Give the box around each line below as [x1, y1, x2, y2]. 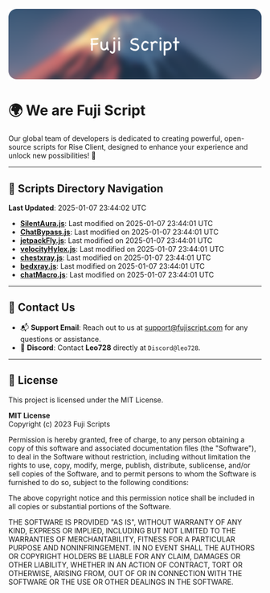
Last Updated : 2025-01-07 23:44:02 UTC [8, 203, 147, 213]
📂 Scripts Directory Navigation [8, 182, 164, 196]
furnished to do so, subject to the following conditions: [8, 477, 189, 487]
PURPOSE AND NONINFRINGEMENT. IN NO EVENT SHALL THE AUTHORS [8, 542, 256, 552]
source [8, 142, 32, 152]
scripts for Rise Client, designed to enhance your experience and [33, 142, 248, 152]
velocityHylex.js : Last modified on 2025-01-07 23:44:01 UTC [19, 245, 225, 254]
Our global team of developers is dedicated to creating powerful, [8, 134, 223, 143]
